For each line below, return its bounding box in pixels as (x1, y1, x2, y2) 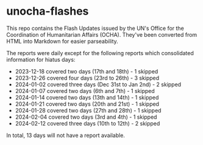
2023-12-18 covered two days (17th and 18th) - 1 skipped (15, 67, 158, 75)
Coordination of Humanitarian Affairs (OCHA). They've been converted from (6, 31, 198, 38)
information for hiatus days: (6, 56, 76, 63)
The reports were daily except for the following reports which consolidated (6, 49, 194, 56)
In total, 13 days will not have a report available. (6, 132, 125, 139)
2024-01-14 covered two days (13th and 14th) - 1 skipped (15, 94, 159, 101)
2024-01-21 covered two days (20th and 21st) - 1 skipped (15, 100, 160, 108)
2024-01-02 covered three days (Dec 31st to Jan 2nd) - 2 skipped (15, 81, 182, 88)
